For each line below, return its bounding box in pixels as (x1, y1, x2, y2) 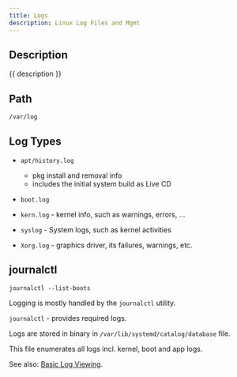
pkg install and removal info (32, 171, 122, 180)
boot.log (20, 195, 50, 204)
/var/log (9, 113, 38, 121)
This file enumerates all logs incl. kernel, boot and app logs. (9, 344, 203, 353)
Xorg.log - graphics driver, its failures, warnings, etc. (20, 240, 193, 250)
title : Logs (9, 11, 48, 20)
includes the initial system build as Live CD (32, 179, 172, 188)
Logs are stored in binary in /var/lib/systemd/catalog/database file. (9, 329, 231, 338)
